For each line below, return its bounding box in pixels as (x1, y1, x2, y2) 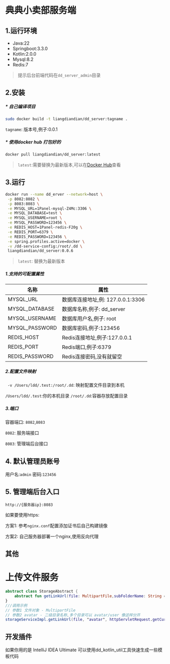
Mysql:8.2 (12, 56, 34, 62)
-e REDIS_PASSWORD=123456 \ (7, 234, 67, 239)
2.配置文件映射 (5, 368, 36, 374)
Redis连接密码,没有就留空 (62, 353, 122, 360)
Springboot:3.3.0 (12, 46, 48, 51)
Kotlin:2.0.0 (12, 51, 36, 57)
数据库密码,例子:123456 (62, 325, 120, 332)
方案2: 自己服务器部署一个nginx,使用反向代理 (5, 533, 99, 539)
